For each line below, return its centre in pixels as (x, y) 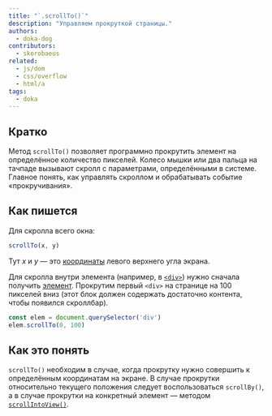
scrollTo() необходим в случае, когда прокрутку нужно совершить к (129, 370)
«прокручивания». (41, 186)
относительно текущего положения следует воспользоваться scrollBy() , (136, 387)
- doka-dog (34, 39)
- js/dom (30, 69)
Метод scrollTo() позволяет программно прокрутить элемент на (123, 152)
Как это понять (49, 350)
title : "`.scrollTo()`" (49, 16)
